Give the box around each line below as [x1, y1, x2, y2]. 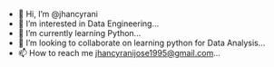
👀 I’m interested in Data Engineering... [17, 18, 160, 29]
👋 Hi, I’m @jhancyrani [17, 9, 98, 19]
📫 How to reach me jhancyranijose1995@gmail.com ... [17, 48, 220, 58]
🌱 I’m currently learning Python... [17, 28, 142, 38]
